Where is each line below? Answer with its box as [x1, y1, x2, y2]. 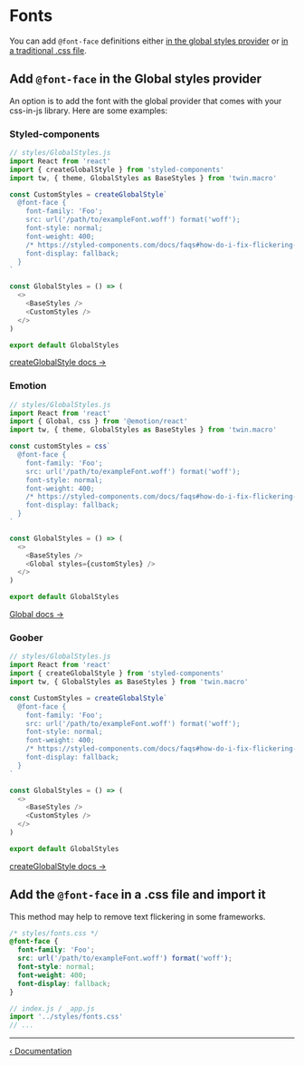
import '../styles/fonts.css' [9, 1012, 124, 1021]
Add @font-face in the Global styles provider [9, 72, 262, 87]
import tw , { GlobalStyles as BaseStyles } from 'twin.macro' [9, 677, 249, 687]
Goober [9, 632, 43, 644]
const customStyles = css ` [9, 441, 111, 451]
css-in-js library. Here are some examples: [9, 105, 168, 116]
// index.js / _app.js [9, 1003, 95, 1013]
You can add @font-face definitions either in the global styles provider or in [9, 35, 289, 46]
